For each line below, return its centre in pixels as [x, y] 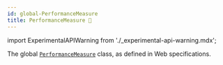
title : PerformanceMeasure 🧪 [49, 20]
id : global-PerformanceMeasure [53, 14]
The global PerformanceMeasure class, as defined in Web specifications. [109, 54]
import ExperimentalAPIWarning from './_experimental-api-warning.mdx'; [112, 40]
